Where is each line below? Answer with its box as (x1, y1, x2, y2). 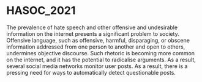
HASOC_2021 (6, 4, 76, 18)
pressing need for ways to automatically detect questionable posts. (6, 69, 176, 76)
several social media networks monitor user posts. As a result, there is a (6, 62, 188, 70)
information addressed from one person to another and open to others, (6, 43, 185, 50)
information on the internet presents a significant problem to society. (6, 30, 179, 37)
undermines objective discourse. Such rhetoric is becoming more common (6, 49, 195, 56)
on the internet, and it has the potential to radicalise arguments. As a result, (6, 56, 196, 63)
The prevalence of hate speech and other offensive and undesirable (6, 24, 178, 31)
